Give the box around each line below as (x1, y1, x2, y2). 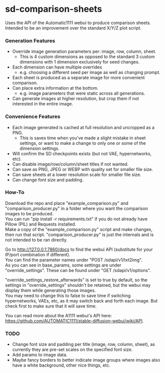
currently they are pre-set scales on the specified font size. (12, 346, 133, 353)
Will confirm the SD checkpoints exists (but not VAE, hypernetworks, (12, 150, 152, 156)
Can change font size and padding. (12, 176, 84, 183)
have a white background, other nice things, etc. (12, 362, 111, 368)
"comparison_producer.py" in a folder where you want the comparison (5, 205, 148, 211)
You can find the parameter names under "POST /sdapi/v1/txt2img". (5, 257, 143, 263)
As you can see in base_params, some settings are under (5, 262, 122, 268)
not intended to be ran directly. (5, 237, 68, 242)
